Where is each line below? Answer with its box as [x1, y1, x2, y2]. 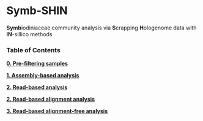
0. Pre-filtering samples [6, 60, 68, 68]
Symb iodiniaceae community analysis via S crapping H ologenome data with [6, 24, 197, 31]
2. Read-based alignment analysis [6, 96, 95, 103]
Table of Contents [6, 45, 61, 54]
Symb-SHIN [6, 4, 68, 18]
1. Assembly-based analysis [6, 72, 79, 79]
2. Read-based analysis [6, 84, 68, 91]
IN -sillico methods [6, 30, 53, 37]
